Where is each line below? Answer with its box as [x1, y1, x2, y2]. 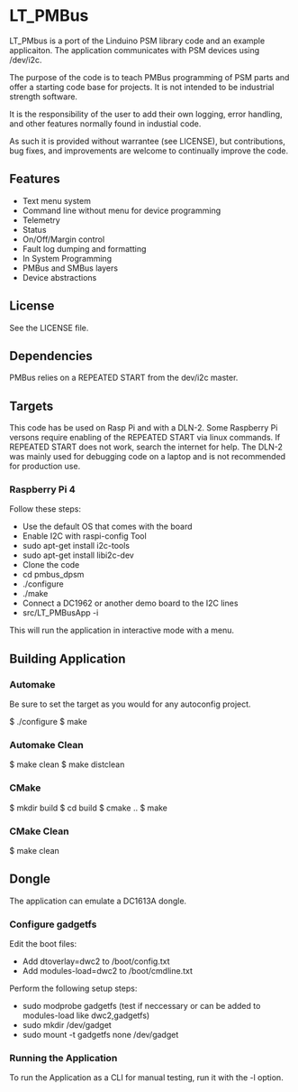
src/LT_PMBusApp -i [22, 607, 99, 618]
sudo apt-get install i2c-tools [22, 541, 131, 551]
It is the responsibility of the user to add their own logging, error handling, [9, 108, 283, 119]
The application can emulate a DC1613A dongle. [9, 895, 187, 906]
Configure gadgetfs [9, 918, 97, 930]
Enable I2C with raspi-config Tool [22, 531, 147, 541]
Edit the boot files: [9, 939, 77, 949]
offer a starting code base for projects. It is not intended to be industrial [9, 81, 275, 92]
